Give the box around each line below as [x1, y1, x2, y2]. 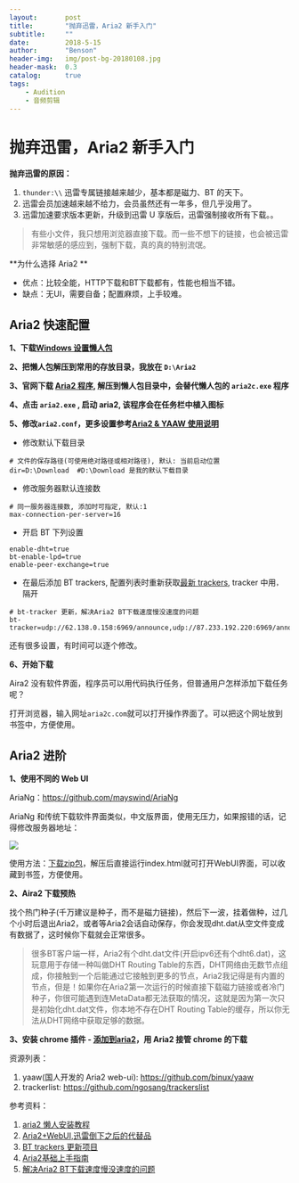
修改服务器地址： [16, 822, 80, 833]
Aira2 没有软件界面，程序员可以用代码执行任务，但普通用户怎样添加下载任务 [9, 678, 288, 689]
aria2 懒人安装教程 [21, 1119, 91, 1130]
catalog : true [9, 71, 82, 80]
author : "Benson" [9, 46, 98, 55]
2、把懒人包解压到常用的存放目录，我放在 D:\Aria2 [9, 362, 197, 373]
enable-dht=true [9, 545, 69, 554]
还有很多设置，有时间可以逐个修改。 [9, 640, 142, 651]
